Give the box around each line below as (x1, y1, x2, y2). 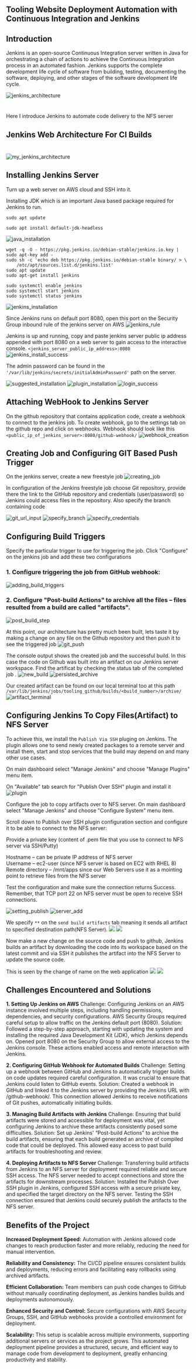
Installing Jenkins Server (6, 170, 99, 180)
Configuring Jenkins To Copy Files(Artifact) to (6, 711, 178, 721)
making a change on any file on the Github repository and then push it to (6, 634, 181, 641)
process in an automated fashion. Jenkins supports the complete (6, 62, 163, 69)
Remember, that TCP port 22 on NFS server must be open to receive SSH (6, 890, 183, 897)
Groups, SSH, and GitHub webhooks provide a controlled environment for (6, 1314, 183, 1321)
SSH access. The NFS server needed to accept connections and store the (6, 1172, 184, 1179)
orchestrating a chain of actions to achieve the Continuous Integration (6, 56, 174, 63)
